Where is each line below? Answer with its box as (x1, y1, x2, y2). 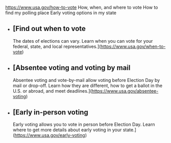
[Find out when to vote (12, 24, 86, 33)
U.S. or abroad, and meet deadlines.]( (12, 88, 92, 94)
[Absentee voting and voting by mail (12, 64, 131, 72)
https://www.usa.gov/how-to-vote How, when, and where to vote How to (5, 5, 158, 10)
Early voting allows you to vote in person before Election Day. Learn (12, 122, 155, 128)
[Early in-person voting (12, 108, 88, 117)
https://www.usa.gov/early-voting (14, 132, 85, 138)
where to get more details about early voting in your (12, 127, 122, 133)
